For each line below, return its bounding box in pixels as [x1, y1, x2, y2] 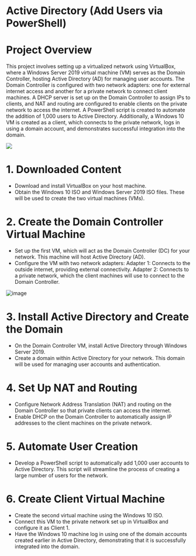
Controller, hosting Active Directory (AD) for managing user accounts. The [6, 75, 185, 83]
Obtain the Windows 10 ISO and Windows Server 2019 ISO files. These [14, 189, 185, 196]
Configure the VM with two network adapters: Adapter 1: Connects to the [14, 260, 191, 266]
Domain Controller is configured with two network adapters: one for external [6, 82, 190, 89]
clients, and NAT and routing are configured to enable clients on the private [6, 100, 187, 107]
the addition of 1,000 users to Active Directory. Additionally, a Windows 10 [6, 113, 184, 120]
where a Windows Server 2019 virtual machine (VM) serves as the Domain [6, 69, 185, 76]
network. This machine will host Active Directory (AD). [14, 253, 146, 260]
